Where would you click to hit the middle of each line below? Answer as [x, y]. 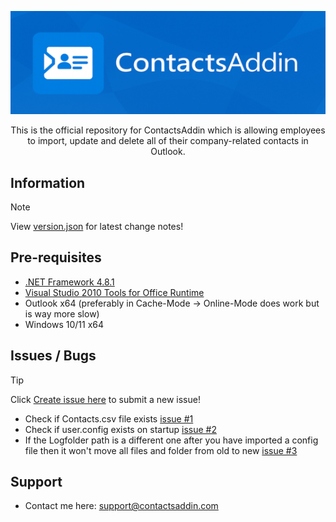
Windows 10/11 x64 [64, 324]
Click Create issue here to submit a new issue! [105, 399]
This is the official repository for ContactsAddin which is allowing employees [168, 130]
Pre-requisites [56, 257]
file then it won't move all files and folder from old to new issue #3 [161, 450]
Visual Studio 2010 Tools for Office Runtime [114, 292]
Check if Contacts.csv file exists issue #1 [109, 418]
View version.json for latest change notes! [97, 226]
